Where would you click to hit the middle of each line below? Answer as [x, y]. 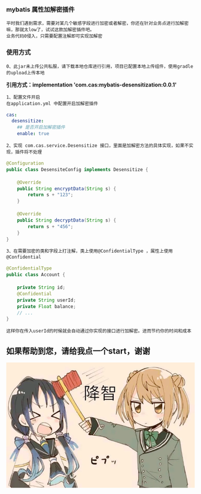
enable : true [33, 134]
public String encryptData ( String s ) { [67, 188]
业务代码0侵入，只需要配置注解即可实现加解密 [54, 36]
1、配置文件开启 [23, 97]
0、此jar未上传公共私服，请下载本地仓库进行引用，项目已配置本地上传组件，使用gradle [100, 66]
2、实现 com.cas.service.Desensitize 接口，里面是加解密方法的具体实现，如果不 [98, 146]
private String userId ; [47, 300]
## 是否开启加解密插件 [41, 127]
